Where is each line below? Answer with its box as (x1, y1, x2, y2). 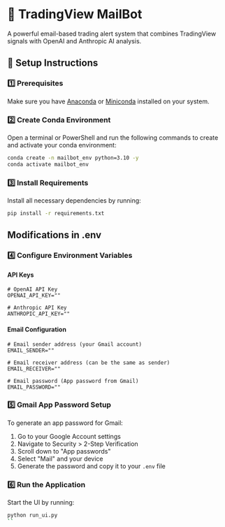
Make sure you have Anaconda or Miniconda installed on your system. (7, 97, 210, 106)
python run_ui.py (7, 512, 58, 519)
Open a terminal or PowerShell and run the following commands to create (7, 133, 219, 142)
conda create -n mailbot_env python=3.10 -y (7, 154, 139, 161)
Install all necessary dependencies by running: (7, 196, 141, 205)
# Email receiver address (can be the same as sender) (7, 359, 170, 366)
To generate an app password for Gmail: (7, 419, 124, 427)
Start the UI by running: (7, 498, 75, 507)
